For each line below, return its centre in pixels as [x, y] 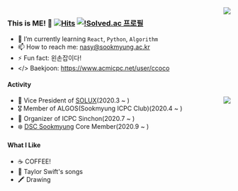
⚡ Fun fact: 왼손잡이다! [49, 58]
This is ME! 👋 [30, 23]
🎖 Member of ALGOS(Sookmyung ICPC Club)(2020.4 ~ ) [100, 108]
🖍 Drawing [34, 179]
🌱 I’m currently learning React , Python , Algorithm [87, 39]
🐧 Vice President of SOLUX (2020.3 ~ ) [73, 100]
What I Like [24, 145]
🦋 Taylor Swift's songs [50, 171]
